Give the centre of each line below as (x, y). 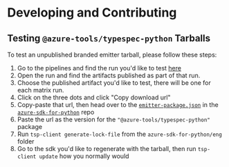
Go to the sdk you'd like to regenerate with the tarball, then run (107, 149)
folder (26, 141)
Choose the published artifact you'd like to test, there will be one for (114, 83)
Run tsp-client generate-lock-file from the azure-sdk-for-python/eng (120, 134)
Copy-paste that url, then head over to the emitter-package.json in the (118, 105)
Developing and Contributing (92, 13)
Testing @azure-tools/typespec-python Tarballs (109, 38)
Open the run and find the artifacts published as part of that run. (109, 75)
